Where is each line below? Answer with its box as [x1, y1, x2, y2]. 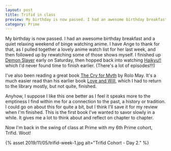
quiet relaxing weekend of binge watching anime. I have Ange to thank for [5, 41, 160, 47]
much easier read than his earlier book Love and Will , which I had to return [5, 78, 162, 84]
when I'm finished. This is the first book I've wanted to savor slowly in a [5, 109, 155, 115]
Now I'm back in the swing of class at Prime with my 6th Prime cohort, [5, 125, 153, 131]
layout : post [5, 7, 33, 13]
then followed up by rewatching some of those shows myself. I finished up [5, 52, 161, 58]
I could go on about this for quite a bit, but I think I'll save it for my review [5, 104, 158, 110]
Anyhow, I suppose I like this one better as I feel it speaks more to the [5, 93, 151, 99]
